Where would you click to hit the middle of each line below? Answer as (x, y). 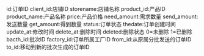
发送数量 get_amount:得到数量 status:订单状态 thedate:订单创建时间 (91, 24)
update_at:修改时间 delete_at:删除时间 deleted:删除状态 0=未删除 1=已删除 (99, 32)
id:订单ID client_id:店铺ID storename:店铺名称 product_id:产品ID (86, 9)
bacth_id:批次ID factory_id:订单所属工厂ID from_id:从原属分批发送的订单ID (99, 39)
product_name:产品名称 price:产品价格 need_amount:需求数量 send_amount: (102, 16)
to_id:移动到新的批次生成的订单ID (48, 47)
